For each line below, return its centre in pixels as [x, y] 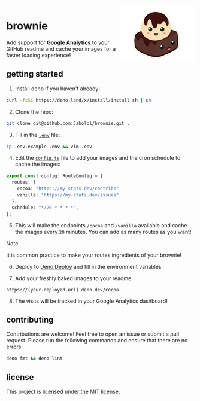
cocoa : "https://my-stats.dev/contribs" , [69, 189]
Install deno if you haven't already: [57, 89]
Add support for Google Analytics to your [58, 42]
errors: [14, 347]
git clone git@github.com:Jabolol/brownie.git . [68, 123]
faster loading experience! [39, 55]
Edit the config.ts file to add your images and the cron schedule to [98, 158]
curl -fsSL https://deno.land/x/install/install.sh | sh [79, 100]
